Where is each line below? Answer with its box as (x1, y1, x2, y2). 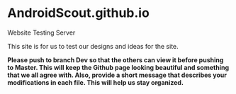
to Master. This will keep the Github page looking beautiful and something (7, 63, 229, 71)
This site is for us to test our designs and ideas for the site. (7, 42, 179, 50)
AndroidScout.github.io (7, 5, 150, 21)
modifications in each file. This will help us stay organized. (7, 78, 184, 86)
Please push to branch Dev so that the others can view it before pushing (7, 55, 224, 64)
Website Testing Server (7, 28, 76, 37)
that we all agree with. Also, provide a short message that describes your (7, 71, 227, 79)
